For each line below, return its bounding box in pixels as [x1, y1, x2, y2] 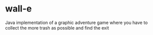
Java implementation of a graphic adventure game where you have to [5, 19, 148, 25]
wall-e [5, 3, 32, 14]
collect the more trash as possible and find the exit [5, 24, 109, 30]
